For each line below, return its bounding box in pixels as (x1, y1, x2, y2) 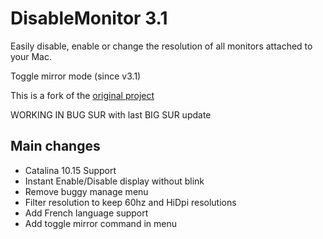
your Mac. (10, 50, 53, 62)
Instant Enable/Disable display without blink (24, 175, 205, 187)
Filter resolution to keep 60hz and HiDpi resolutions (24, 196, 237, 208)
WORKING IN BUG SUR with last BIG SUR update (10, 108, 212, 121)
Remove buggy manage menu (24, 185, 149, 197)
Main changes (10, 138, 101, 155)
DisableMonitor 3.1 (10, 7, 168, 30)
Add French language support (24, 207, 149, 219)
